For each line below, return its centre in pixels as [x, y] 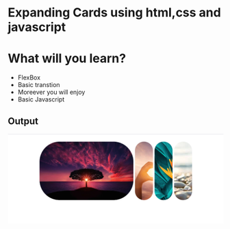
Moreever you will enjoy [51, 92]
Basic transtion [39, 85]
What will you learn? [67, 59]
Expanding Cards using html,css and [114, 13]
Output [23, 121]
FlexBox [29, 77]
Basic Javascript [41, 99]
